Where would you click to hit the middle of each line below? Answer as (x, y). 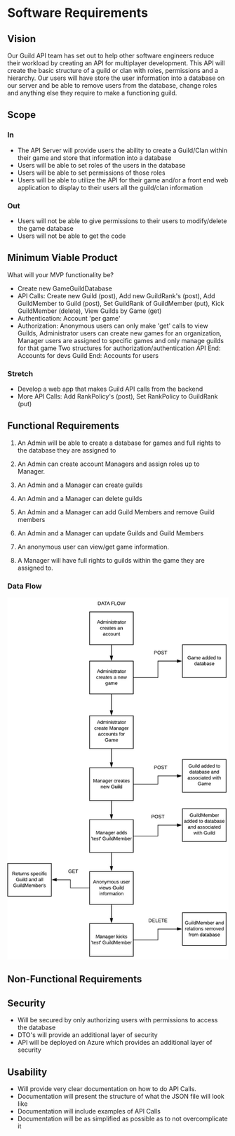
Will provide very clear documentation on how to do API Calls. (107, 1088)
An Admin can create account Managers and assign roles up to (108, 464)
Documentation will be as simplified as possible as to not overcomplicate (122, 1118)
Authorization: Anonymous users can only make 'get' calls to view (113, 326)
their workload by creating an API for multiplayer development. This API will (116, 63)
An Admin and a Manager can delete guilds (80, 498)
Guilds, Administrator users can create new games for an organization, (120, 333)
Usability (27, 1072)
